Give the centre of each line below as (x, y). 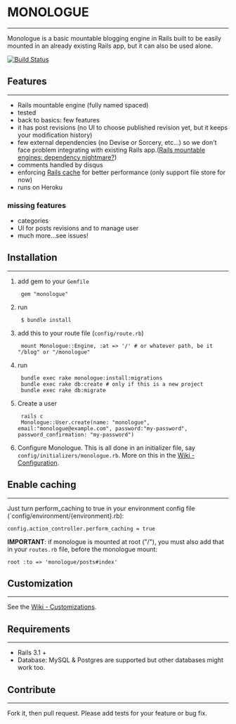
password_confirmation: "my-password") (76, 434)
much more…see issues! (53, 235)
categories (33, 221)
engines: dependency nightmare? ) (67, 157)
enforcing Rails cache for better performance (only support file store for (122, 172)
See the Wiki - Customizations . (52, 607)
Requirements (39, 629)
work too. (31, 668)
